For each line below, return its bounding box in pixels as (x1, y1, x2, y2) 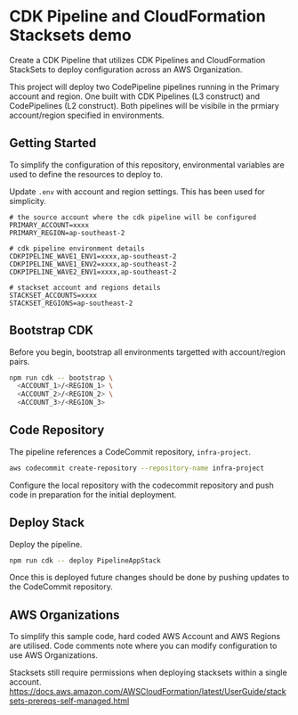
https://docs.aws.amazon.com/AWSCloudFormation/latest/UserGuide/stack (9, 686, 286, 697)
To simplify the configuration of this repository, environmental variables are (9, 159, 285, 170)
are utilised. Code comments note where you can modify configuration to (9, 640, 278, 652)
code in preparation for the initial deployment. (9, 489, 177, 500)
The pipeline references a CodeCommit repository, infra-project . (9, 446, 252, 456)
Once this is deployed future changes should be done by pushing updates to (9, 572, 290, 583)
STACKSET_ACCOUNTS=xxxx (9, 291, 98, 300)
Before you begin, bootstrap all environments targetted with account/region (9, 346, 286, 357)
